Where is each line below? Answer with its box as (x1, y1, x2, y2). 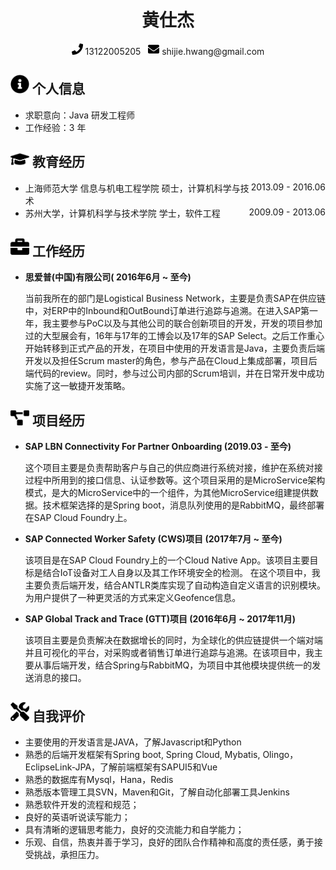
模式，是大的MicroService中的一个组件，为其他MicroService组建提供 (24, 487, 310, 499)
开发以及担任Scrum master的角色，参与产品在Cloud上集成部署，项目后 (24, 355, 318, 367)
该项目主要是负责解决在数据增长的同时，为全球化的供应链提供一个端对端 (24, 634, 323, 646)
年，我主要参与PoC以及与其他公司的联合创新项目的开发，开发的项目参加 (24, 317, 323, 330)
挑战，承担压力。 (33, 849, 105, 860)
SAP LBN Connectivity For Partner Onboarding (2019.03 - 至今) (24, 441, 292, 453)
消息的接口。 (33, 672, 87, 684)
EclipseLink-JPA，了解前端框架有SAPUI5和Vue (24, 761, 218, 773)
